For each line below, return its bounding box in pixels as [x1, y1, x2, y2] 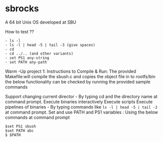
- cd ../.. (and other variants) [5, 51, 74, 56]
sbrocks [5, 3, 39, 14]
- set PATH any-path [5, 59, 48, 64]
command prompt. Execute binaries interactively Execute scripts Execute [5, 99, 153, 105]
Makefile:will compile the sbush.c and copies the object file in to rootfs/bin [5, 73, 156, 79]
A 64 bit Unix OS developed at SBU [5, 19, 77, 25]
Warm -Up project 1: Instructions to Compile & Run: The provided [5, 68, 136, 74]
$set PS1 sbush [5, 124, 36, 129]
